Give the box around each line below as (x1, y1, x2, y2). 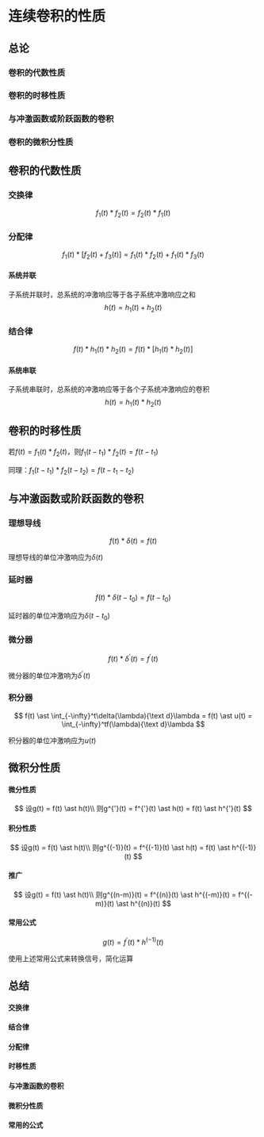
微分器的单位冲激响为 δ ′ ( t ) (8, 669, 91, 680)
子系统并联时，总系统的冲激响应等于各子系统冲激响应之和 (8, 290, 196, 300)
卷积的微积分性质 (8, 136, 74, 147)
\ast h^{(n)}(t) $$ (116, 898, 172, 908)
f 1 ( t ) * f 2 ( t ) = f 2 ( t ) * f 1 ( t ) (95, 208, 171, 219)
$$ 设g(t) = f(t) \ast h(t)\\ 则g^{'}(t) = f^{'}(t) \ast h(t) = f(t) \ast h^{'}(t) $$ (14, 804, 252, 814)
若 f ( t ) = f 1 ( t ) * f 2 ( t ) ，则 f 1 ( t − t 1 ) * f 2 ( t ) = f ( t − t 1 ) (8, 446, 159, 458)
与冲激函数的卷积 (8, 1081, 64, 1091)
